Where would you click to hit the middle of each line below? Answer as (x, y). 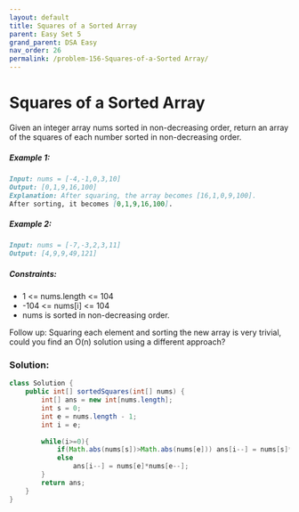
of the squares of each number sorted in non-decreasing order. (125, 137)
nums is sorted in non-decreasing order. (96, 315)
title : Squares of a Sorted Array (73, 26)
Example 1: (30, 158)
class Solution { (41, 384)
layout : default (39, 17)
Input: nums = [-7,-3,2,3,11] (65, 246)
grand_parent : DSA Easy (53, 42)
